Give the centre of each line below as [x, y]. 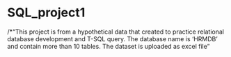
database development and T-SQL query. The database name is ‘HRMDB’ [112, 38]
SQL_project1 [46, 13]
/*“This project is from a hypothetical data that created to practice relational [116, 32]
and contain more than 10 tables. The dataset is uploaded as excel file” [109, 46]
